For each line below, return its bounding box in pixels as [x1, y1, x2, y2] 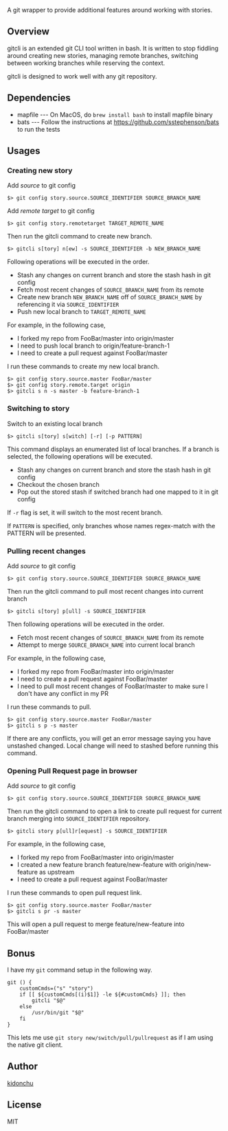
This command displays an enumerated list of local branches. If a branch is [7, 445, 220, 453]
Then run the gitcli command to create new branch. [7, 232, 152, 241]
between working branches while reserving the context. [7, 59, 166, 67]
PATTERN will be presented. [7, 529, 87, 537]
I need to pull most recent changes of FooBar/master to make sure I [16, 682, 208, 690]
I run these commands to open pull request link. [7, 889, 142, 897]
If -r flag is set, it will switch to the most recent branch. [7, 508, 163, 517]
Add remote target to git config [7, 207, 95, 215]
